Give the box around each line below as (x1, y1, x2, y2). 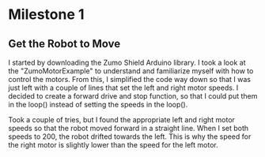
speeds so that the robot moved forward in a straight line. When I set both (8, 124, 249, 133)
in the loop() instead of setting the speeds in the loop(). (8, 100, 188, 109)
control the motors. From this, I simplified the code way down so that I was (8, 75, 252, 84)
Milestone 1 (8, 6, 85, 24)
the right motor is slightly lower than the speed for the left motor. (8, 140, 219, 149)
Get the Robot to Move (8, 37, 121, 50)
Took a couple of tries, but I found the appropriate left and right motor (8, 115, 236, 124)
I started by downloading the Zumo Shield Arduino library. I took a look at (8, 58, 246, 67)
